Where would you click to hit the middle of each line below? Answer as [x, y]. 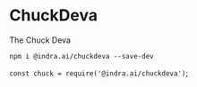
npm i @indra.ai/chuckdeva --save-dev [81, 56]
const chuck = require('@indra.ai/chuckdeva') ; [99, 73]
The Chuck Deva [40, 40]
